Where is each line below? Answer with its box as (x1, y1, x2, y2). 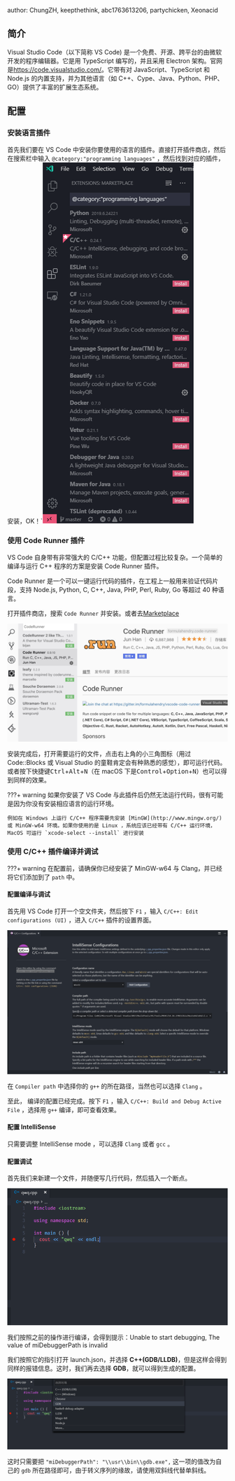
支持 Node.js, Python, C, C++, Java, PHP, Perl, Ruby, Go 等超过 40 (19, 585, 211, 594)
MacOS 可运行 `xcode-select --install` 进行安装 (7, 829, 145, 836)
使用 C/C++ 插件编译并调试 (7, 847, 99, 857)
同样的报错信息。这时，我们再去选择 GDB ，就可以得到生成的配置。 (7, 1364, 200, 1373)
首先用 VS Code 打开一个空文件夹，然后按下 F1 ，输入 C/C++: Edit (7, 907, 199, 915)
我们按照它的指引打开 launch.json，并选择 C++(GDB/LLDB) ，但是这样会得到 (7, 1355, 227, 1363)
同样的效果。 (13, 775, 50, 784)
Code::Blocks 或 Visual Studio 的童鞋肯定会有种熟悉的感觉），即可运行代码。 (7, 758, 227, 766)
